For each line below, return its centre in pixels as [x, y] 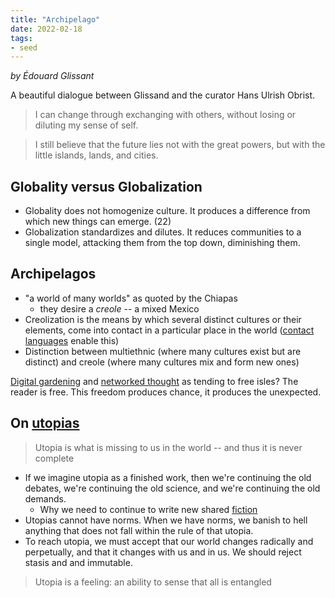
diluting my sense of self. [86, 125]
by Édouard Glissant [52, 76]
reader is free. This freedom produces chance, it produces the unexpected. [166, 392]
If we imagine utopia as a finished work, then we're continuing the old [168, 477]
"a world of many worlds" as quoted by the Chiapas [131, 298]
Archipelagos [53, 274]
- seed [24, 47]
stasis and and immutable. [78, 562]
